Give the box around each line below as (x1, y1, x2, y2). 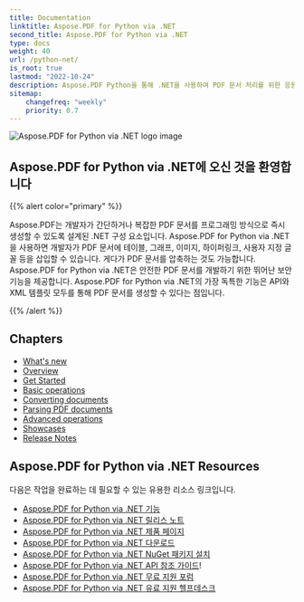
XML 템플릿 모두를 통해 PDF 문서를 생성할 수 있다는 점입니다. (9, 287, 225, 299)
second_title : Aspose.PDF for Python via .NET (9, 30, 188, 39)
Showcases (22, 423, 66, 434)
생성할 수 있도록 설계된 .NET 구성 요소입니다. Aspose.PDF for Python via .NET (9, 231, 290, 242)
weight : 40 (9, 47, 51, 56)
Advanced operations (22, 413, 103, 424)
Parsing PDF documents (22, 404, 113, 415)
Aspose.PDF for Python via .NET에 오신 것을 (9, 159, 256, 175)
